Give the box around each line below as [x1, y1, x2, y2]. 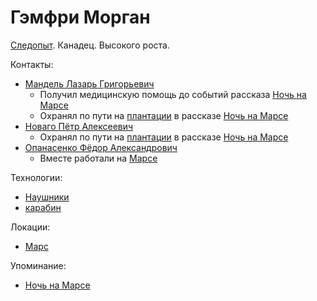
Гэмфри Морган [10, 6, 151, 29]
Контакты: [10, 58, 54, 70]
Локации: [10, 221, 51, 233]
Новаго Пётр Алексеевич [24, 120, 134, 132]
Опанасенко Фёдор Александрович [24, 141, 178, 153]
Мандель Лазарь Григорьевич [24, 77, 155, 90]
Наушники [24, 191, 70, 203]
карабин [24, 201, 62, 213]
